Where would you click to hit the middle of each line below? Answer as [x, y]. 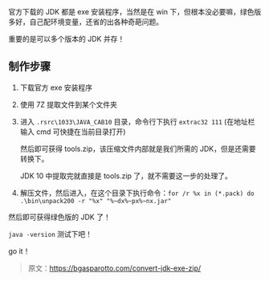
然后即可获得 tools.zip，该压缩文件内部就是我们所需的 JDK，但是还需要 [138, 149]
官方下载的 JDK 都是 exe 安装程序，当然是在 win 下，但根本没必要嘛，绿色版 [135, 12]
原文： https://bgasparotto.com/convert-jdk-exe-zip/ [114, 268]
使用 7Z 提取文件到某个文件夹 [69, 104]
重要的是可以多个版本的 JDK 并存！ [67, 39]
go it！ [19, 250]
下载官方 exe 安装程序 [56, 88]
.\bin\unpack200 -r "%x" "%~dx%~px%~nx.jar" [96, 201]
